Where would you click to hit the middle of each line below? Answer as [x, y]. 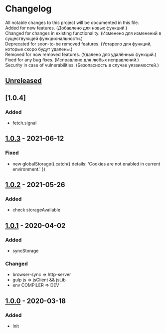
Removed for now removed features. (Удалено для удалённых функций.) [81, 54]
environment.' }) [29, 169]
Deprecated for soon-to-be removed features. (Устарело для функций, [79, 43]
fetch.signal [24, 123]
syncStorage [25, 251]
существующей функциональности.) [44, 38]
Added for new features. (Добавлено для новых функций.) [66, 27]
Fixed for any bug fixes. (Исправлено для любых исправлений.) [72, 59]
